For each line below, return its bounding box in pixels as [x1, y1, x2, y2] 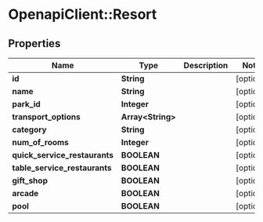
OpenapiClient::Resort [8, 5, 157, 24]
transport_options [12, 111, 81, 122]
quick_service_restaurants [12, 150, 114, 160]
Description [183, 60, 229, 71]
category [12, 124, 47, 135]
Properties [8, 37, 61, 50]
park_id [12, 99, 41, 109]
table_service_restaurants [12, 162, 112, 173]
